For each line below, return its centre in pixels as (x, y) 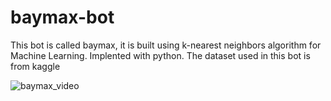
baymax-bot (62, 17)
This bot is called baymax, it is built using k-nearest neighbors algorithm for (166, 45)
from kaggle (35, 66)
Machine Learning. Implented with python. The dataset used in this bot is (160, 55)
